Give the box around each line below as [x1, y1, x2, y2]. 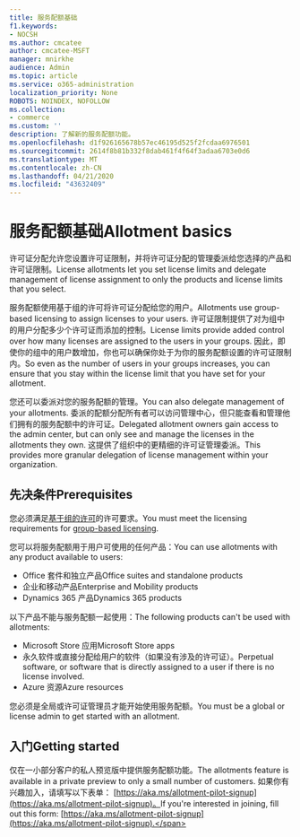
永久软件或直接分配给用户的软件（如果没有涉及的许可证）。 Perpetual [21, 651, 275, 662]
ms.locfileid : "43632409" [9, 180, 106, 189]
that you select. [9, 283, 67, 294]
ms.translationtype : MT [9, 154, 99, 164]
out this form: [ [9, 808, 64, 819]
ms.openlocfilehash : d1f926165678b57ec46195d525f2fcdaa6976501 [9, 138, 251, 147]
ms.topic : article [9, 72, 78, 81]
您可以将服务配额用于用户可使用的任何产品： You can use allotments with [9, 541, 278, 552]
